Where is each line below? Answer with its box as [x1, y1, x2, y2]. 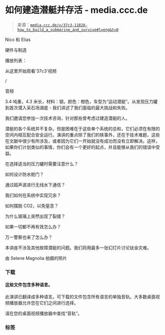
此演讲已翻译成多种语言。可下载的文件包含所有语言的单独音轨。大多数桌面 [5, 294, 156, 300]
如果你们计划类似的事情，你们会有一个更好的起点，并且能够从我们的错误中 [5, 144, 156, 150]
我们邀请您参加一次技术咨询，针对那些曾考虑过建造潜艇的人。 [5, 115, 130, 121]
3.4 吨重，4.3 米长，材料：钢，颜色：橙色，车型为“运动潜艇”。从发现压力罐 [5, 98, 158, 104]
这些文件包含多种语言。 [5, 282, 53, 288]
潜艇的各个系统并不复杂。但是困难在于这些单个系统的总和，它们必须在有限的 [5, 125, 160, 131]
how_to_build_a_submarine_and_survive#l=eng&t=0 [17, 27, 119, 32]
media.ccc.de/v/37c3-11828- [30, 23, 87, 28]
